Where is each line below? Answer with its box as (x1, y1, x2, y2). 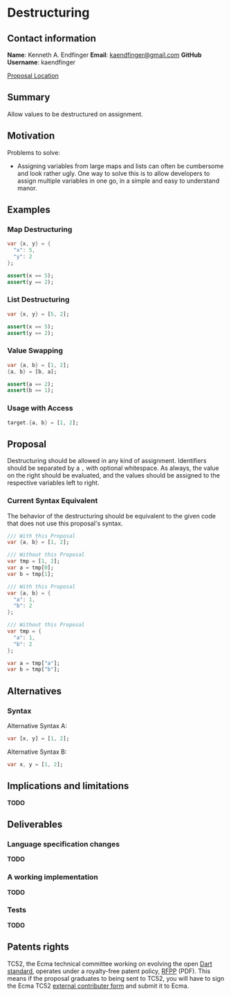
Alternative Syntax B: (7, 748, 67, 756)
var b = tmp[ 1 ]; (7, 570, 54, 577)
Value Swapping (7, 346, 64, 356)
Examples (7, 204, 50, 216)
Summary (7, 91, 50, 103)
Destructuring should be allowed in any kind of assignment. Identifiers (7, 457, 207, 465)
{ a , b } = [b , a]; (7, 368, 57, 375)
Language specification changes (7, 839, 120, 849)
